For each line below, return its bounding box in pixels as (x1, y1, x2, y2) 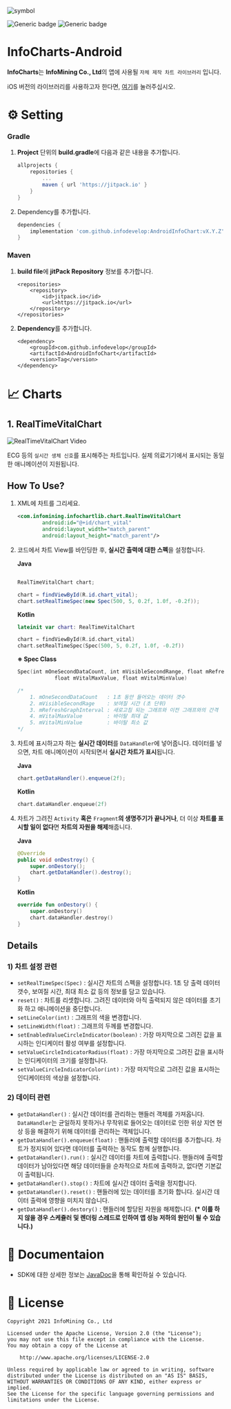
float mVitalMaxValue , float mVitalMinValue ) (54, 675, 188, 682)
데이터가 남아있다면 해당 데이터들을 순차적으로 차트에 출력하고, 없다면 (17, 1161, 203, 1170)
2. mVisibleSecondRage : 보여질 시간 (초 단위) (30, 700, 167, 707)
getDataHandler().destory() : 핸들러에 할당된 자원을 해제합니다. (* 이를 (17, 1205, 214, 1213)
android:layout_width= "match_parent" (42, 526, 150, 533)
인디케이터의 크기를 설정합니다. (24, 1057, 108, 1065)
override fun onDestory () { (17, 901, 99, 908)
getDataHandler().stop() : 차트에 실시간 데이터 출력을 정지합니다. (17, 1178, 197, 1187)
